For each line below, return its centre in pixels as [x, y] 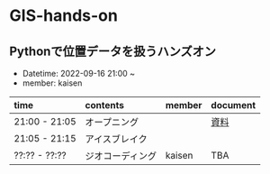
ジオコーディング [121, 156]
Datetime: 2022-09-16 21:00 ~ [79, 73]
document [234, 105]
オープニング [112, 122]
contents [104, 105]
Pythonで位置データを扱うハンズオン [112, 51]
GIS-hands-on [64, 16]
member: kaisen [52, 83]
